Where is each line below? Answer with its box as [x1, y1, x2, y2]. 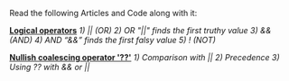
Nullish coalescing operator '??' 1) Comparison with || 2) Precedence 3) [9, 52, 280, 62]
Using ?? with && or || [9, 62, 90, 72]
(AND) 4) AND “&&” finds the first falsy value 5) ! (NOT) [9, 35, 217, 45]
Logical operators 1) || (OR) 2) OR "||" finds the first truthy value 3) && [9, 25, 272, 35]
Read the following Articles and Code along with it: [9, 8, 198, 18]
